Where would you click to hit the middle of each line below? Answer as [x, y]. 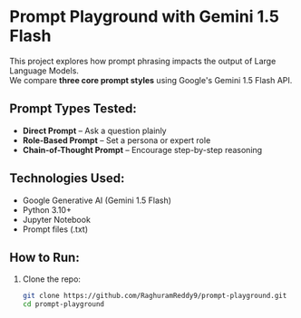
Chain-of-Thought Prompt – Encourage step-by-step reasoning [142, 149]
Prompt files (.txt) [55, 229]
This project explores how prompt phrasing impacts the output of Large [143, 61]
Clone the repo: [52, 279]
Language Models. [44, 71]
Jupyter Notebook [56, 219]
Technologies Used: [67, 178]
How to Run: [44, 257]
